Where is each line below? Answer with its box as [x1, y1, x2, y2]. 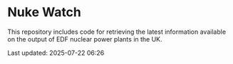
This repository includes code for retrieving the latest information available [7, 27, 227, 36]
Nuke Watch [7, 4, 82, 20]
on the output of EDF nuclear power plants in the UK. [7, 34, 162, 43]
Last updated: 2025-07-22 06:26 [7, 49, 105, 57]
